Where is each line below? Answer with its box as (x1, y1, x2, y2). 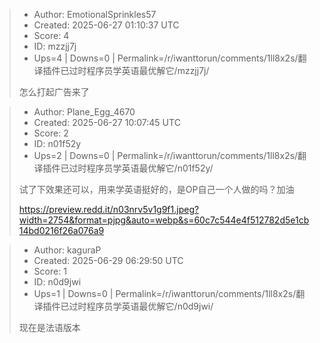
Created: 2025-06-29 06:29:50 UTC (33, 255, 184, 266)
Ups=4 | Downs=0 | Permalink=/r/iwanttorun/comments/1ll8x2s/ (33, 52, 299, 64)
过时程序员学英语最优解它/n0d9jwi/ (68, 300, 214, 312)
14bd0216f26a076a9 (18, 225, 105, 236)
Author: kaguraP (33, 244, 102, 256)
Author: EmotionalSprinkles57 (33, 9, 157, 20)
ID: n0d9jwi (33, 276, 82, 288)
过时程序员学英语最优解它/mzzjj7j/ (68, 65, 210, 76)
